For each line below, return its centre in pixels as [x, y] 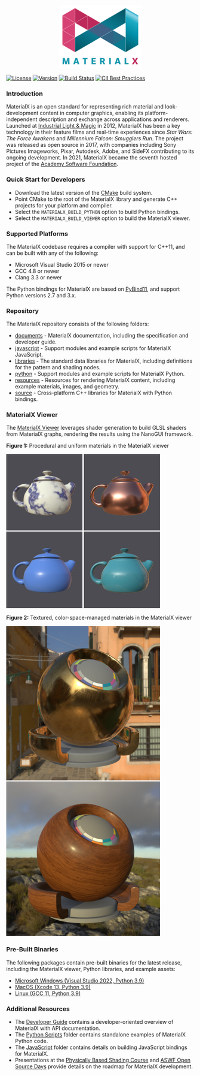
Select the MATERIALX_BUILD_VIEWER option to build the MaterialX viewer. [102, 218]
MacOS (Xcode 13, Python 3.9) [53, 987]
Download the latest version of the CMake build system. [84, 192]
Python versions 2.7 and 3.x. [41, 295]
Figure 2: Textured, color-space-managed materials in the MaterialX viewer [99, 618]
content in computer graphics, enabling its [92, 113]
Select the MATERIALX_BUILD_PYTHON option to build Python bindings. [97, 212]
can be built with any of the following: [52, 253]
